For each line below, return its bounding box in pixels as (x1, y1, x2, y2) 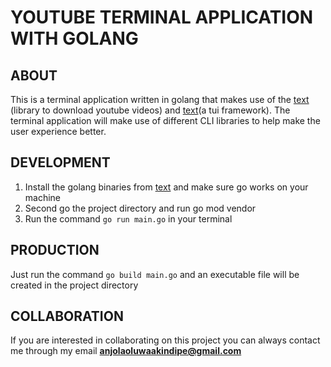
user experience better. (10, 126, 107, 137)
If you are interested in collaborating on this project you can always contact (10, 334, 321, 346)
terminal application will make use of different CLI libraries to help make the (10, 115, 321, 126)
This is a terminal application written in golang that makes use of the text (10, 94, 310, 105)
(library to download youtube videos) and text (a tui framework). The (10, 104, 291, 116)
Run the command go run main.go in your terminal (24, 212, 233, 225)
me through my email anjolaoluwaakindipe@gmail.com (10, 345, 242, 357)
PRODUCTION (10, 242, 100, 259)
